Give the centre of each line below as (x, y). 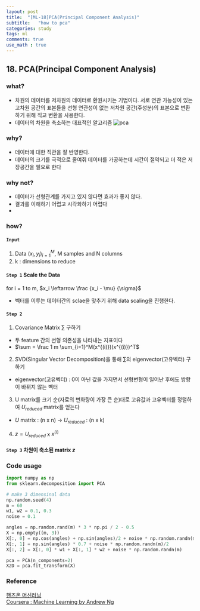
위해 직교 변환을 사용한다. (55, 115)
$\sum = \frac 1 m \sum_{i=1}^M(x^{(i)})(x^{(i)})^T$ (77, 347)
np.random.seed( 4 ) (29, 500)
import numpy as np (30, 478)
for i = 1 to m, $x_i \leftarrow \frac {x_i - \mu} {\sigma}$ (74, 288)
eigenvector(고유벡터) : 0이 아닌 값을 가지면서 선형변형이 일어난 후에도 (97, 379)
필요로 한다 (48, 167)
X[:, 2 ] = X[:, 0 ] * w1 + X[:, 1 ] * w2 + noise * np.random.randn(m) (94, 549)
